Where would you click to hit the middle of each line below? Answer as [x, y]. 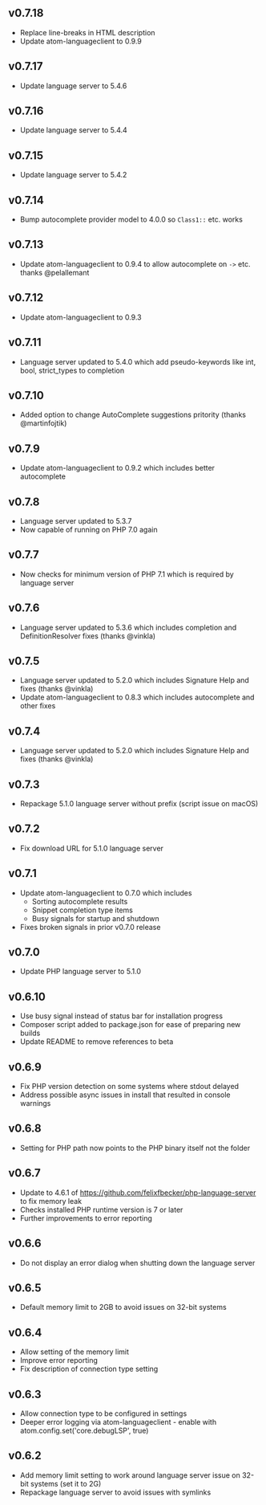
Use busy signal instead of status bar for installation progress [121, 1016]
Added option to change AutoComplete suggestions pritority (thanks [133, 415]
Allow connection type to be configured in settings [103, 1413]
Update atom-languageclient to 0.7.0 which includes [106, 893]
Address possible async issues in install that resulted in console [125, 1095]
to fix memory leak [51, 1201]
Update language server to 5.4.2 [73, 175]
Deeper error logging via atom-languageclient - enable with [118, 1421]
